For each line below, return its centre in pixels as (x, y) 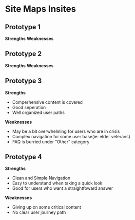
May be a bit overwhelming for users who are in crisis (66, 131)
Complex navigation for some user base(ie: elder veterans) (71, 136)
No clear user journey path (39, 212)
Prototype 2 (23, 54)
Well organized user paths (38, 112)
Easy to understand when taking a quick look (57, 183)
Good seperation (29, 107)
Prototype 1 (23, 27)
